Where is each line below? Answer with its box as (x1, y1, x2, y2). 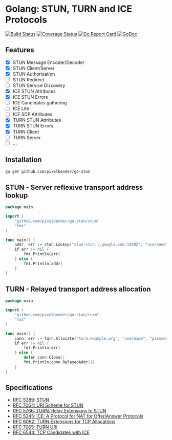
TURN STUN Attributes (12, 117, 61, 123)
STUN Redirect (12, 76, 45, 82)
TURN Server (12, 134, 41, 141)
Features (5, 46, 34, 54)
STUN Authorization (12, 71, 55, 77)
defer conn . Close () (24, 355, 66, 360)
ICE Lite (12, 105, 30, 112)
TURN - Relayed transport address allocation (5, 284, 151, 293)
